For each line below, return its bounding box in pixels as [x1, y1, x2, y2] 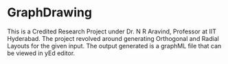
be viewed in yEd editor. [7, 49, 76, 57]
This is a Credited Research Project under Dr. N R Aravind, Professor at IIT [7, 27, 216, 35]
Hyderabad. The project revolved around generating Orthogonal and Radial [7, 34, 220, 42]
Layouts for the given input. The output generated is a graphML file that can [7, 42, 222, 50]
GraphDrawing [7, 5, 93, 20]
